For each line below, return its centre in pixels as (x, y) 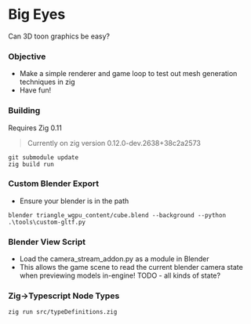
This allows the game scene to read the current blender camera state (131, 268)
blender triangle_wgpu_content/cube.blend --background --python (117, 215)
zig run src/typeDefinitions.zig (63, 312)
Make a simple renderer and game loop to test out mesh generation (128, 74)
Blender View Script (47, 242)
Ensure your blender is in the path (74, 201)
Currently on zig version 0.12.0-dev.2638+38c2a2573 (114, 143)
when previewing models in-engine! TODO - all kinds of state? (120, 275)
